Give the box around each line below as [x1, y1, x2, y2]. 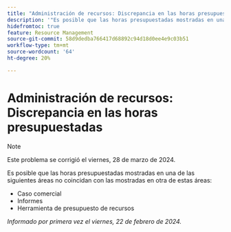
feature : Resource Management [7, 29, 94, 36]
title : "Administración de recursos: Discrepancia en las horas [7, 10, 195, 17]
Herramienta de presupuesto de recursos [16, 204, 135, 212]
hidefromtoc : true [7, 23, 60, 30]
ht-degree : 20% [7, 55, 51, 62]
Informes [16, 196, 43, 205]
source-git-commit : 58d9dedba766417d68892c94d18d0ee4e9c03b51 [7, 36, 189, 43]
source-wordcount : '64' [7, 49, 76, 56]
